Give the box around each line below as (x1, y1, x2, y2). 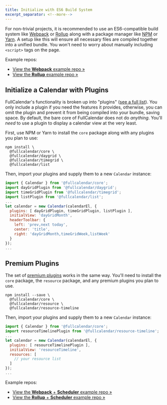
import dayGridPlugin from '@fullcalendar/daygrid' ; (5, 185, 117, 190)
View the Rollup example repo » (12, 71, 78, 77)
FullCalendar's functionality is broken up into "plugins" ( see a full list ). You (5, 99, 158, 105)
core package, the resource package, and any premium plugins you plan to (5, 277, 159, 284)
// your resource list (14, 357, 61, 362)
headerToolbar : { (9, 218, 46, 223)
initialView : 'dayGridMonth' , (9, 213, 72, 218)
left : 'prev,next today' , (14, 222, 68, 227)
